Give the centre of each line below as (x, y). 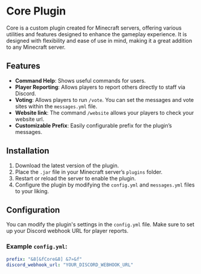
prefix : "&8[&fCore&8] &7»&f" (44, 259)
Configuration (33, 210)
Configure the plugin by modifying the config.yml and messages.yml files (105, 185)
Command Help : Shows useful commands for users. (80, 80)
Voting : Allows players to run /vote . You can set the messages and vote (104, 100)
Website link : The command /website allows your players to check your (104, 112)
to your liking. (32, 191)
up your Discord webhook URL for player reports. (67, 231)
